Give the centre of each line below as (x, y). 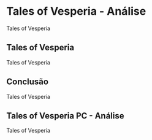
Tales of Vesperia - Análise (76, 11)
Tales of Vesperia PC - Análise (65, 116)
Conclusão (28, 82)
